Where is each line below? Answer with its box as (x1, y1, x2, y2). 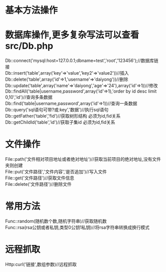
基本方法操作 (5, 5, 58, 16)
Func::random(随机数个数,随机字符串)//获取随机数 (5, 218, 107, 224)
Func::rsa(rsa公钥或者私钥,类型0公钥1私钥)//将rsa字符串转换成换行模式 (5, 224, 150, 230)
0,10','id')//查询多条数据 (5, 94, 53, 100)
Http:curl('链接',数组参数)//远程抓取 (5, 261, 77, 267)
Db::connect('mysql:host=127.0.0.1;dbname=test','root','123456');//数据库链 (5, 58, 159, 64)
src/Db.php (5, 41, 53, 52)
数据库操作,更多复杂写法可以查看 (5, 30, 140, 41)
